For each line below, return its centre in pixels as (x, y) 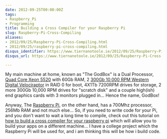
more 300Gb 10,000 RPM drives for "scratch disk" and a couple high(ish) (80, 90)
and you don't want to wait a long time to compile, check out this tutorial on (82, 116)
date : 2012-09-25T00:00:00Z (34, 10)
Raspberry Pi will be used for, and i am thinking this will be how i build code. (83, 132)
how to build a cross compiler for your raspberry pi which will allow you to (81, 121)
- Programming (20, 24)
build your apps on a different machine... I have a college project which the (82, 126)
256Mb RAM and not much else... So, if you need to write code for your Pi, (81, 110)
